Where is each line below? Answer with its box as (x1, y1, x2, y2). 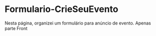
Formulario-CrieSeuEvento (4, 3, 119, 15)
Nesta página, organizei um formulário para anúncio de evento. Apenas (4, 20, 152, 26)
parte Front (4, 25, 28, 31)
